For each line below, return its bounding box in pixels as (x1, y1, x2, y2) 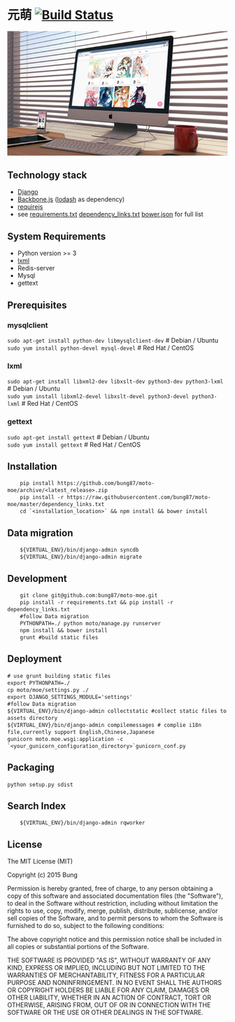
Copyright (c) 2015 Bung (7, 871, 78, 879)
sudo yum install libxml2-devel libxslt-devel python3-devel (7, 393, 190, 400)
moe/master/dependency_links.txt (7, 501, 105, 508)
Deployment (7, 653, 62, 665)
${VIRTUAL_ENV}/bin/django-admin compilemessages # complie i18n (7, 721, 201, 728)
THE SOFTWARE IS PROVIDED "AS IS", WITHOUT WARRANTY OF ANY (7, 956, 211, 965)
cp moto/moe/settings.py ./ (7, 686, 90, 693)
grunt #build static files (20, 634, 99, 641)
